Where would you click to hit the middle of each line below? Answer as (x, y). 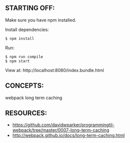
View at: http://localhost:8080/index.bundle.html (55, 70)
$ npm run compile (24, 57)
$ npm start (17, 61)
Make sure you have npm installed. (41, 20)
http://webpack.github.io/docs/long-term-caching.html (68, 136)
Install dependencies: (27, 30)
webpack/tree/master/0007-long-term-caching (61, 130)
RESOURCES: (26, 113)
